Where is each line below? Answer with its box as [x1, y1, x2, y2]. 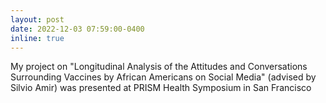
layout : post [10, 14, 65, 25]
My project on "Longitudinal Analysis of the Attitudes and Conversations [10, 61, 308, 73]
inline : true [10, 33, 65, 43]
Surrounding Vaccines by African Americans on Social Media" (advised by [10, 71, 317, 83]
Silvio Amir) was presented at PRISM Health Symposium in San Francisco [10, 82, 312, 94]
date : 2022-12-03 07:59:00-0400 [10, 24, 145, 34]
